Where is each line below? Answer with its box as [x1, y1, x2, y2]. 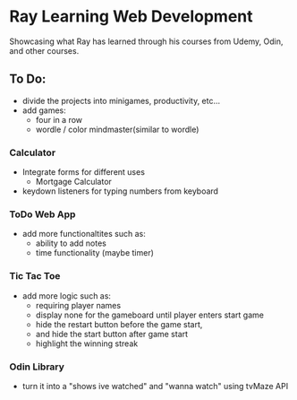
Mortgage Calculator [35, 177, 112, 187]
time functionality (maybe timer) [35, 248, 155, 258]
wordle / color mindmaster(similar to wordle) [35, 124, 199, 135]
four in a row [35, 114, 83, 125]
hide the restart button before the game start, [35, 318, 203, 329]
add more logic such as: [21, 290, 112, 301]
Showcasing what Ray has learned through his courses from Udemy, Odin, [9, 36, 284, 47]
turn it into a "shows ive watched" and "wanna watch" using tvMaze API [21, 380, 289, 391]
